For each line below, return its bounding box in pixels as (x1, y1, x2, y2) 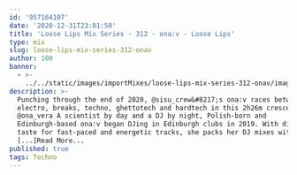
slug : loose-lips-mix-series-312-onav (9, 46, 152, 55)
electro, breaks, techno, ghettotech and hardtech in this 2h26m (17, 103, 263, 112)
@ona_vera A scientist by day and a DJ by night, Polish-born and (17, 111, 267, 120)
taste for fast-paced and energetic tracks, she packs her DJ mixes (17, 128, 275, 137)
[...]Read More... (17, 136, 86, 145)
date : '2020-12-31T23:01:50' (9, 21, 117, 30)
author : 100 (9, 54, 53, 63)
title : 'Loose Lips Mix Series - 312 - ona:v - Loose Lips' (9, 29, 236, 38)
